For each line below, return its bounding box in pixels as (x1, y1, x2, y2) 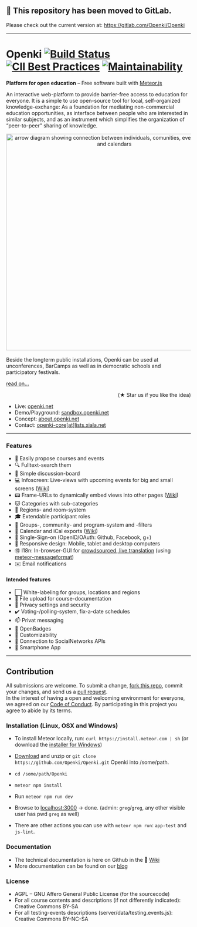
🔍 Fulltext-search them (14, 461, 72, 468)
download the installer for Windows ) (14, 741, 103, 749)
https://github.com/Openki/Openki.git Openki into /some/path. (14, 759, 169, 766)
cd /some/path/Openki (14, 771, 67, 777)
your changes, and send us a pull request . (6, 688, 108, 696)
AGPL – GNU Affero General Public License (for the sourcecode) (14, 890, 170, 897)
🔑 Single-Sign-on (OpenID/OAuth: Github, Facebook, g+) (14, 534, 152, 541)
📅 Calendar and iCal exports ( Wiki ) (14, 528, 98, 535)
